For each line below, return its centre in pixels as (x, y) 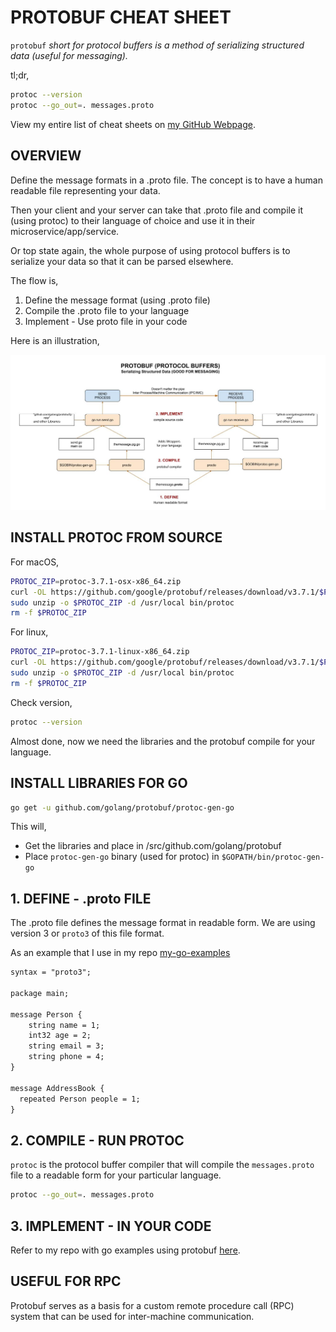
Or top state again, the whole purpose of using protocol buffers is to (150, 250)
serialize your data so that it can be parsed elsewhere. (122, 261)
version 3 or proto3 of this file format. (87, 933)
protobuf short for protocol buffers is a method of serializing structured (157, 45)
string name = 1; (64, 1025)
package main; (40, 993)
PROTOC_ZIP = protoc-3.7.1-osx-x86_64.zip (96, 581)
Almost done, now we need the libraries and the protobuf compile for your (163, 741)
